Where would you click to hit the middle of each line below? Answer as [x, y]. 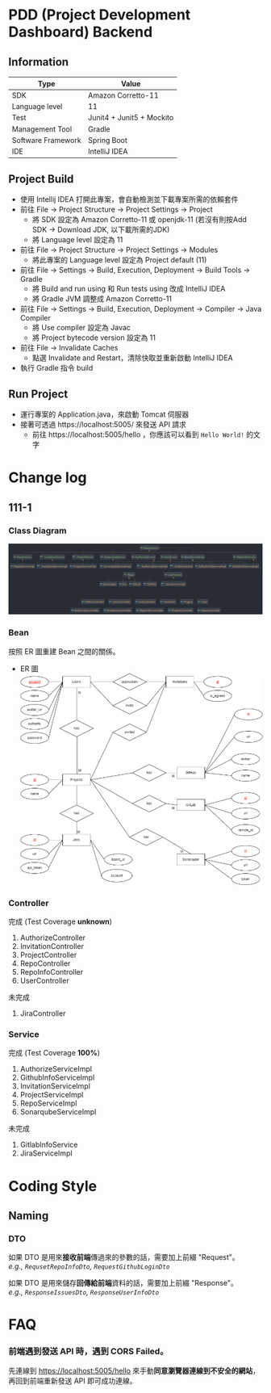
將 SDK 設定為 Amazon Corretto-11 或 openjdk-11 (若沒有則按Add [140, 220]
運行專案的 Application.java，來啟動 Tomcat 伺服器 [104, 414]
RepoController [45, 963]
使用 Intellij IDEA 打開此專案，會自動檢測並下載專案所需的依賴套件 [129, 199]
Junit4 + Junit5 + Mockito [131, 118]
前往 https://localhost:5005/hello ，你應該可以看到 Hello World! [138, 434]
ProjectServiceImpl [52, 1095]
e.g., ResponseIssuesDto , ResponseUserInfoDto [84, 1292]
